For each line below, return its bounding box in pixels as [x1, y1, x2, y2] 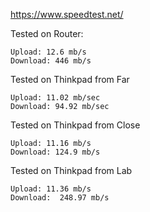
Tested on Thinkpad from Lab [10, 165, 133, 176]
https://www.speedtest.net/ [10, 9, 124, 20]
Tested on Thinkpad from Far [10, 74, 130, 85]
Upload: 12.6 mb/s [10, 47, 87, 57]
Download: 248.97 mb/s [10, 193, 110, 203]
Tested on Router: [10, 28, 84, 39]
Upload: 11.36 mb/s [10, 184, 92, 194]
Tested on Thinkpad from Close [10, 119, 141, 131]
